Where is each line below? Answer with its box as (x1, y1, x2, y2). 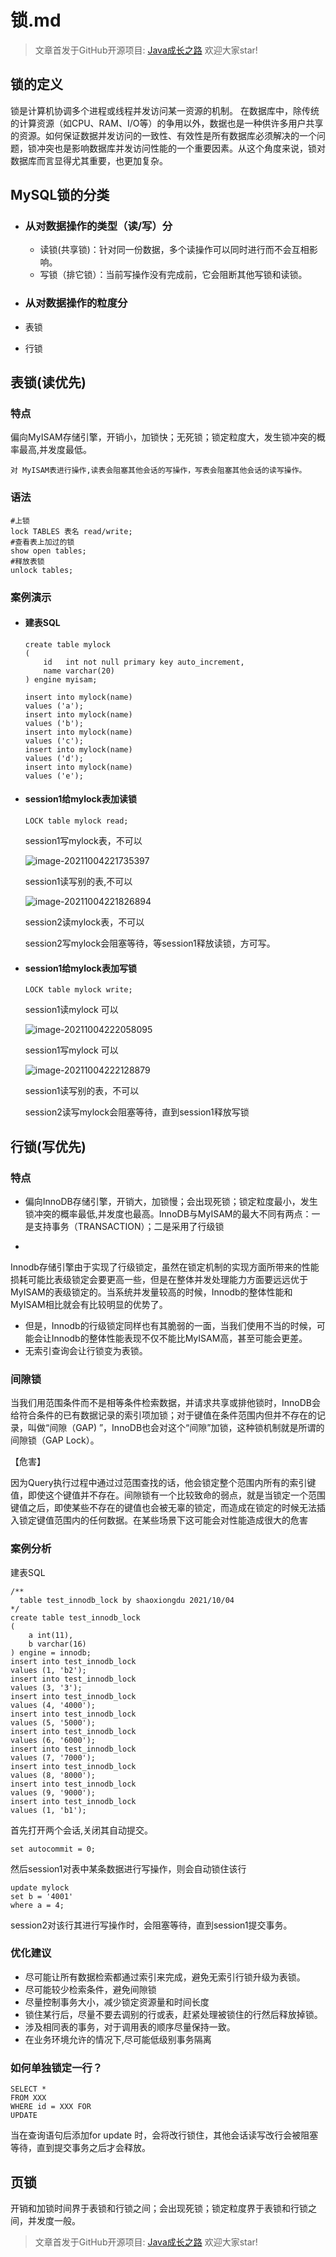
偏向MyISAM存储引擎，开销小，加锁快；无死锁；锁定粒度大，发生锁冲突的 (10, 431, 317, 443)
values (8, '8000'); (10, 1770, 97, 1780)
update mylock (10, 1882, 70, 1893)
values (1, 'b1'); (10, 1805, 87, 1815)
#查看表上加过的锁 (10, 537, 75, 547)
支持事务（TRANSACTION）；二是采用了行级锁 (33, 1220, 225, 1232)
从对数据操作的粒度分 (24, 296, 128, 310)
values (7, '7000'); (10, 1752, 97, 1763)
